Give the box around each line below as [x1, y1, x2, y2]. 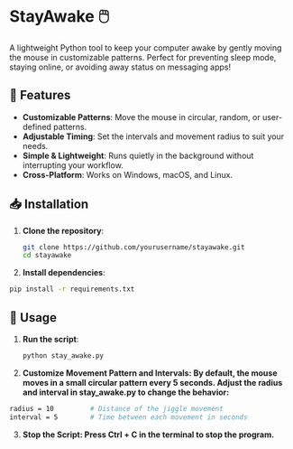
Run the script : [22, 334, 79, 344]
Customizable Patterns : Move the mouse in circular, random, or [22, 111, 261, 122]
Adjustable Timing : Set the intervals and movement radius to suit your [22, 131, 285, 142]
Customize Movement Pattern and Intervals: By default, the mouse [22, 367, 278, 379]
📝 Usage [9, 310, 57, 325]
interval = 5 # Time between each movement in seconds [9, 412, 248, 422]
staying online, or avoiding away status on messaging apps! [9, 61, 232, 72]
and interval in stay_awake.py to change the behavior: [22, 387, 230, 398]
